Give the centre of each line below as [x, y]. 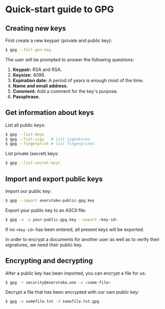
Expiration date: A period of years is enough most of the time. [78, 80]
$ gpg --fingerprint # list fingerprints [50, 144]
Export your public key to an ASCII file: [46, 210]
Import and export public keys [54, 179]
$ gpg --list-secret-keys [33, 163]
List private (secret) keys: [32, 154]
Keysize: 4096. [29, 75]
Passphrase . [26, 97]
